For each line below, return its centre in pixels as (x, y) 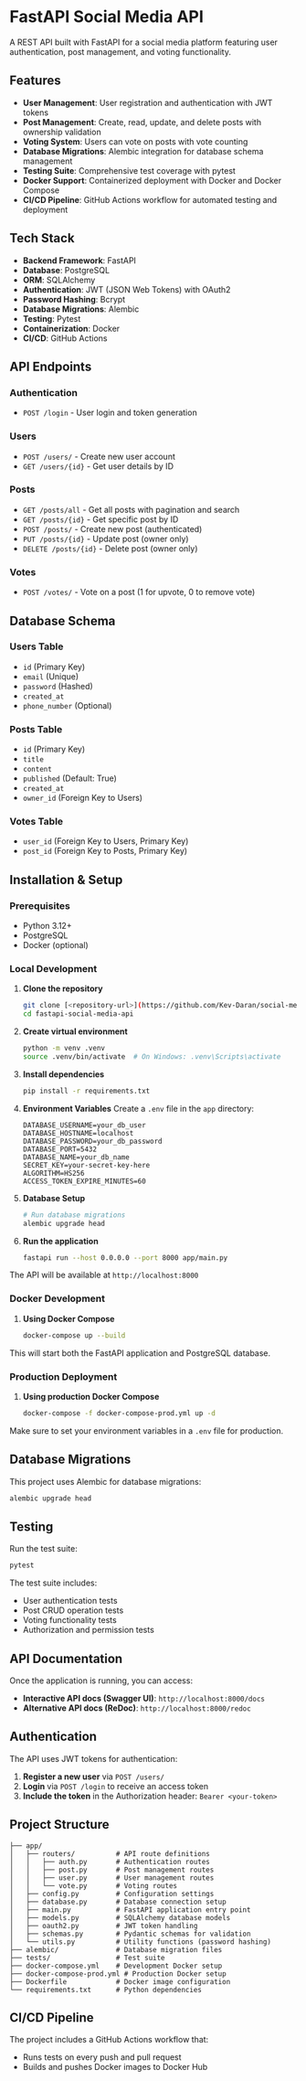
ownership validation (62, 132)
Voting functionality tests (69, 1620)
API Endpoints (51, 366)
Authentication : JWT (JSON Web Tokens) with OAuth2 (127, 289)
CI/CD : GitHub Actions (65, 338)
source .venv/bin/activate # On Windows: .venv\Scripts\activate (152, 1057)
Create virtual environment (75, 1031)
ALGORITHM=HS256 (53, 1173)
